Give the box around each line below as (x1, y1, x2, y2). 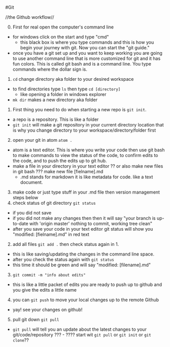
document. (20, 179, 43, 185)
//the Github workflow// (5, 14, 54, 20)
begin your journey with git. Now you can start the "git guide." (20, 45, 150, 50)
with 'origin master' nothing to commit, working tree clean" (29, 220, 153, 227)
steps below (12, 195, 39, 200)
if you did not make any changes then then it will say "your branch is (12, 215, 156, 221)
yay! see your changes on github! (12, 307, 83, 312)
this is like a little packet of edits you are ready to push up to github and (12, 281, 162, 288)
